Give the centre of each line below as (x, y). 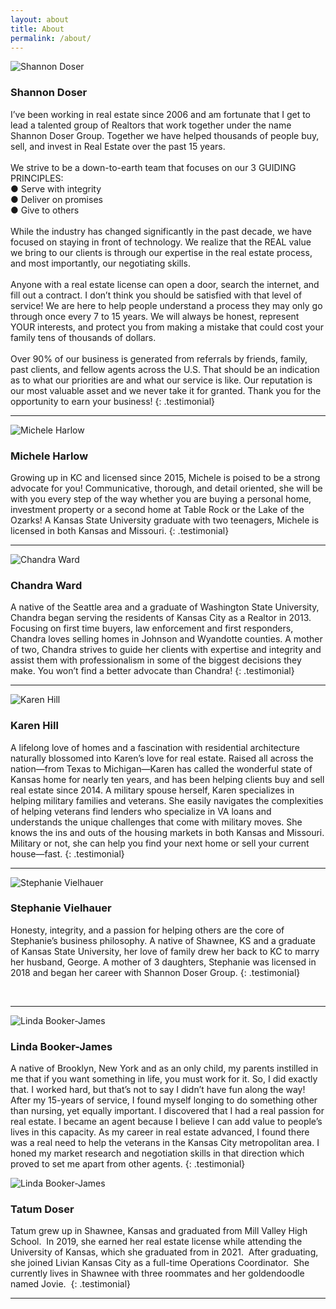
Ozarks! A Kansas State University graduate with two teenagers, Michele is (165, 520)
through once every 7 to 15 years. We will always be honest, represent (155, 316)
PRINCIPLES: (37, 178)
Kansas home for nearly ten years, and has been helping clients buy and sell (167, 779)
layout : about (40, 19)
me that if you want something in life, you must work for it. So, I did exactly (164, 1079)
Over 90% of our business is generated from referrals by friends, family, (159, 358)
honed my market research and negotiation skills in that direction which (157, 1153)
